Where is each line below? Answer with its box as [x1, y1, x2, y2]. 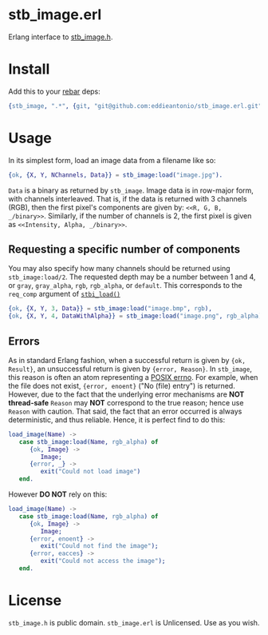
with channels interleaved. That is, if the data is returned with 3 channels [8, 194, 247, 203]
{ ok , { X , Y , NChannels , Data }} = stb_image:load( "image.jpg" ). [8, 170, 223, 179]
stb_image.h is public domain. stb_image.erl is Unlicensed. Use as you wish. [8, 617, 260, 627]
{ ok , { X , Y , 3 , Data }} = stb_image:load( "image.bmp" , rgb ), [8, 305, 213, 313]
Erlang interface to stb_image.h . [8, 32, 113, 42]
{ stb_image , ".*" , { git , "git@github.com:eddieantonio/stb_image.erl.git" [8, 102, 262, 110]
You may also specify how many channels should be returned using [8, 264, 231, 274]
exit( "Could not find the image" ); [40, 542, 159, 550]
